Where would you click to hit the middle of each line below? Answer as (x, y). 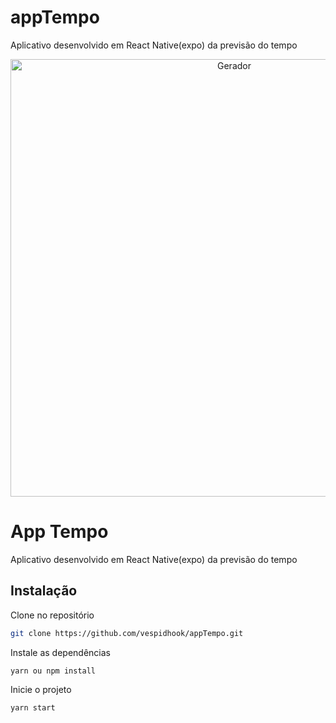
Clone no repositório (52, 615)
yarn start (33, 708)
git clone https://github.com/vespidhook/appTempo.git (127, 633)
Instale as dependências (60, 652)
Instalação (44, 591)
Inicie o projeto (41, 690)
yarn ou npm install (53, 671)
